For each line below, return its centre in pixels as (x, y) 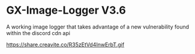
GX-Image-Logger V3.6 (66, 10)
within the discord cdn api (38, 33)
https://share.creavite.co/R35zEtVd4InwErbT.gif (65, 45)
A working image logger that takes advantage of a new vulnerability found (97, 27)
